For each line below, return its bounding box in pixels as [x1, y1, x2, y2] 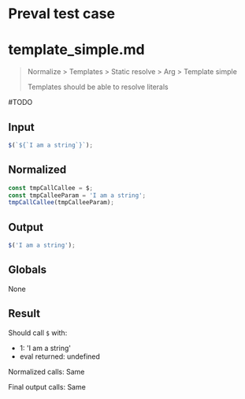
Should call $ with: [8, 328, 68, 337]
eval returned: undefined [19, 352, 101, 361]
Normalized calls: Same [8, 367, 85, 376]
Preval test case [8, 5, 116, 23]
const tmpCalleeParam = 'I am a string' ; [8, 191, 147, 199]
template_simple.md [8, 41, 145, 59]
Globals [8, 263, 47, 277]
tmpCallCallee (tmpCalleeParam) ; [8, 199, 114, 207]
